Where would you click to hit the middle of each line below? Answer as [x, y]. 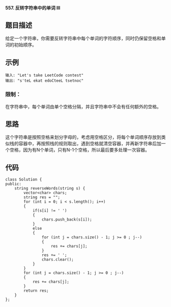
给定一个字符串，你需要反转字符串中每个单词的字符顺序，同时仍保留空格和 [83, 39]
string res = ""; [42, 197]
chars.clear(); [58, 260]
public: [13, 184]
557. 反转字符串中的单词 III [33, 8]
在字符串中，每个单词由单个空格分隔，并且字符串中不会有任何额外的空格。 [83, 106]
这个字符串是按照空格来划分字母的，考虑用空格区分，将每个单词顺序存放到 [83, 137]
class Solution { [24, 180]
